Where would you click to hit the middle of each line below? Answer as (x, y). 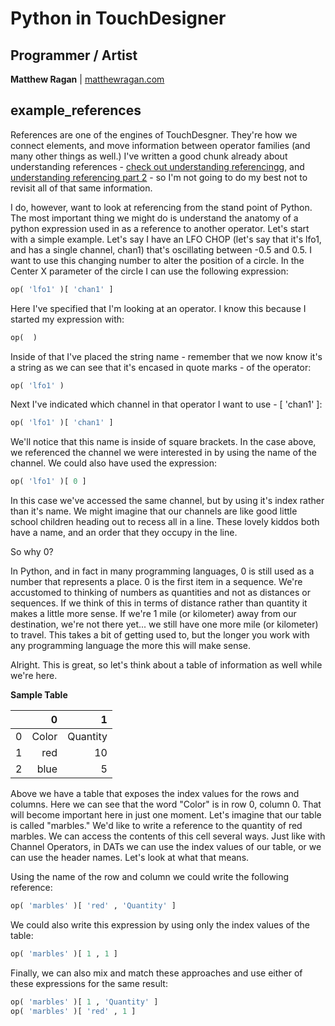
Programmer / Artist (74, 55)
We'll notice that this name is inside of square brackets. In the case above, (163, 442)
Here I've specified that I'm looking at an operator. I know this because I (158, 308)
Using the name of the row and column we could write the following (150, 877)
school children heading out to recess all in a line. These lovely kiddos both (165, 522)
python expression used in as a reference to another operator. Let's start (160, 228)
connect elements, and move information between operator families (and (160, 145)
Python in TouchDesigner (118, 18)
